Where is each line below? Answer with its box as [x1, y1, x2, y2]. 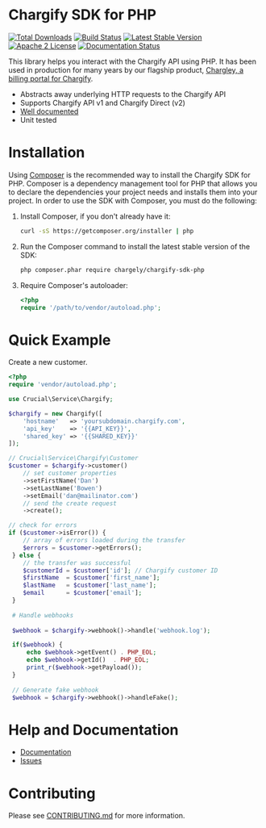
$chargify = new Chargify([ [8, 409, 103, 417]
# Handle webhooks [11, 611, 74, 619]
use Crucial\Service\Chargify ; [8, 395, 114, 404]
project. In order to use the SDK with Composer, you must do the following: [8, 195, 258, 205]
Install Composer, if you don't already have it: [19, 211, 171, 221]
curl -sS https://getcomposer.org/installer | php [19, 227, 194, 235]
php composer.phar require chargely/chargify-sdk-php [19, 266, 205, 274]
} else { [11, 551, 42, 559]
